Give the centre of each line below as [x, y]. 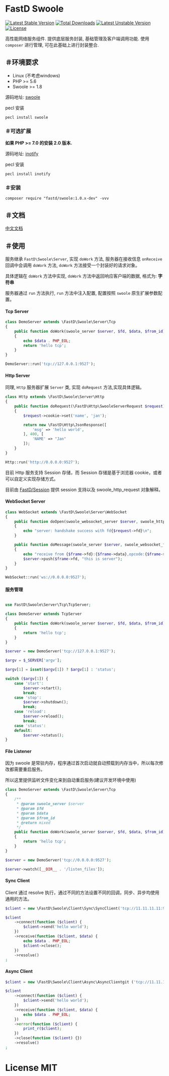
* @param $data [32, 813]
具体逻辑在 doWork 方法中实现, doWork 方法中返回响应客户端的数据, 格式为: [81, 276]
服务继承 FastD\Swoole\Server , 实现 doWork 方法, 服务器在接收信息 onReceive [84, 259]
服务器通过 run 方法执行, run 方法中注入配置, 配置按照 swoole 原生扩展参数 [82, 293]
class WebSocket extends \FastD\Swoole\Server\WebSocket [66, 512]
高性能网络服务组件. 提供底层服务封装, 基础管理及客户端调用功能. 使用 [77, 38]
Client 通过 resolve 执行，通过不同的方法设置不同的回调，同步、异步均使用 [82, 892]
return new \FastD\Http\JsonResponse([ [65, 425]
